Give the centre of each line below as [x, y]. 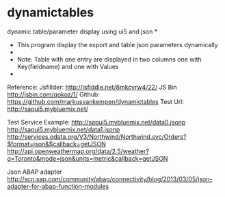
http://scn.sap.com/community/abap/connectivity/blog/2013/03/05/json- [110, 179]
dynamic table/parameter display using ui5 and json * [82, 31]
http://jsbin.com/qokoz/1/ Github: [54, 94]
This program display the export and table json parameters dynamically [117, 44]
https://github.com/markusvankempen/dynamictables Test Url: [96, 101]
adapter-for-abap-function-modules [58, 186]
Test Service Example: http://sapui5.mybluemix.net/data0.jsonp [96, 122]
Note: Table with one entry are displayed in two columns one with [109, 59]
